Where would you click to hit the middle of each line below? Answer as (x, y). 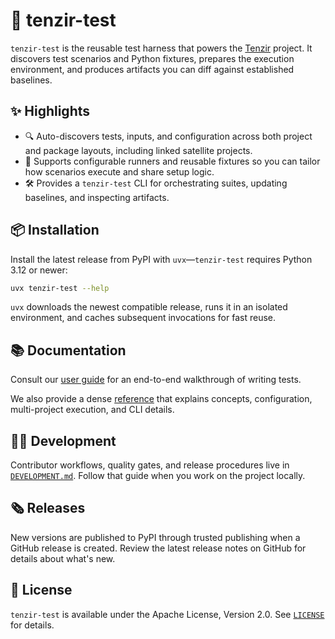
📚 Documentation (68, 350)
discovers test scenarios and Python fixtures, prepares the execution (152, 58)
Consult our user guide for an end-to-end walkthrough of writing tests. (156, 380)
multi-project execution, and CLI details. (92, 410)
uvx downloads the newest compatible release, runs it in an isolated (149, 307)
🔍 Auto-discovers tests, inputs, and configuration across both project (168, 136)
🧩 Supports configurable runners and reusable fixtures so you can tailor (172, 161)
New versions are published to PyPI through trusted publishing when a (155, 537)
